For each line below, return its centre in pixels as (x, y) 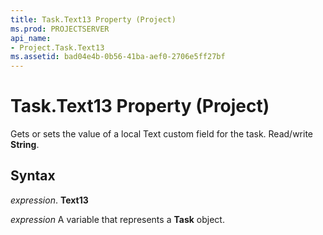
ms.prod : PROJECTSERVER (60, 29)
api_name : (31, 38)
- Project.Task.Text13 (57, 47)
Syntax (33, 176)
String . (25, 145)
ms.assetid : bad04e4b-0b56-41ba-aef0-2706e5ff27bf (118, 57)
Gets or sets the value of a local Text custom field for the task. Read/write (162, 134)
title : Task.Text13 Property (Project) (93, 19)
